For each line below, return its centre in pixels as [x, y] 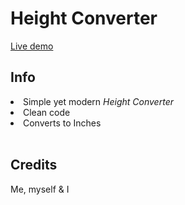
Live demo [32, 46]
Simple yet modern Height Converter [98, 101]
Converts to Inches [62, 123]
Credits [34, 165]
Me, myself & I [40, 189]
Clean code [47, 112]
